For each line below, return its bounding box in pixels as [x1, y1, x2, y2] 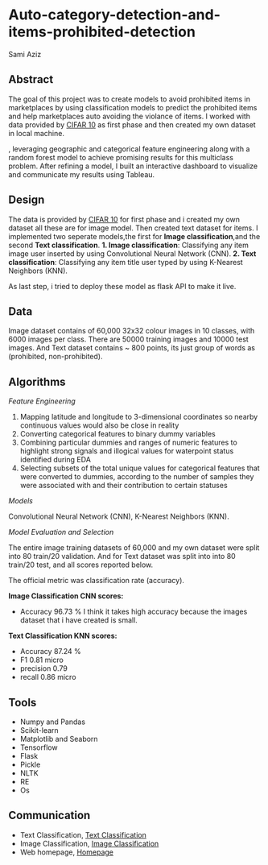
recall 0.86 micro [19, 673, 76, 682]
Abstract [8, 72, 54, 86]
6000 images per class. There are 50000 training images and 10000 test [8, 334, 249, 344]
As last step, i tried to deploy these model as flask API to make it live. [8, 281, 237, 291]
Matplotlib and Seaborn [19, 735, 98, 743]
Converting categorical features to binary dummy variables [19, 429, 216, 439]
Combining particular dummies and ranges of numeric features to [19, 437, 237, 448]
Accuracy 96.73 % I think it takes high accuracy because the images [19, 606, 248, 617]
